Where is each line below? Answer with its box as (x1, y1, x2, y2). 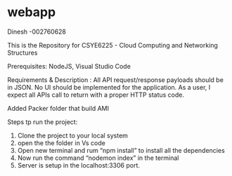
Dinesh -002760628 (7, 27, 67, 36)
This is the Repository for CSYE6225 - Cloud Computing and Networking (7, 41, 218, 49)
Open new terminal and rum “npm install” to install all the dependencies (17, 146, 225, 154)
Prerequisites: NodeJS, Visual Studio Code (7, 62, 131, 70)
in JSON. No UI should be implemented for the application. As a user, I (7, 83, 211, 91)
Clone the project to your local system (17, 131, 129, 140)
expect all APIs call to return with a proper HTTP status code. (7, 90, 185, 99)
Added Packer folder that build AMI (7, 104, 109, 112)
